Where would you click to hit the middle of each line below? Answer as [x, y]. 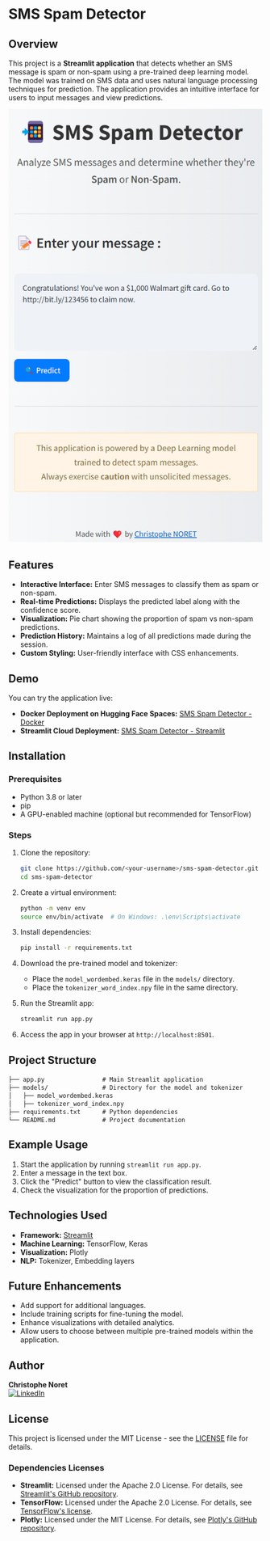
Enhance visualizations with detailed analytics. [97, 1323]
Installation [37, 756]
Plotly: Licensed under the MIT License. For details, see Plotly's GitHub [139, 1520]
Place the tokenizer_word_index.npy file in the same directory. [135, 988]
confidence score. [50, 610]
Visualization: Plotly [54, 1252]
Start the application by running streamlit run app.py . [110, 1164]
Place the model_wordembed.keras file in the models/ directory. [133, 979]
